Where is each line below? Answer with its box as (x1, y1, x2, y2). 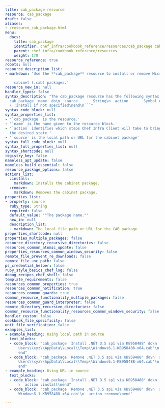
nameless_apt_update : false (5, 158, 63, 163)
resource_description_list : (5, 67, 63, 72)
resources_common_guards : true (5, 291, 69, 296)
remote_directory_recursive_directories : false (5, 304, 105, 309)
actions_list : (5, 172, 34, 177)
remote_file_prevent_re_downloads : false (5, 254, 91, 259)
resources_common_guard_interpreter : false (5, 300, 96, 305)
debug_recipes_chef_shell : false (5, 272, 74, 277)
